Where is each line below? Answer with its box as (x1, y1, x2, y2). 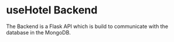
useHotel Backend (6, 3, 98, 17)
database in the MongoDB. (6, 29, 71, 36)
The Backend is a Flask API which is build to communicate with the (6, 23, 169, 30)
